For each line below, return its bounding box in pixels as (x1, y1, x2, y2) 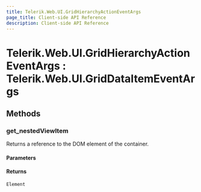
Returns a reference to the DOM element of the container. (6, 140, 149, 148)
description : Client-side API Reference (6, 20, 110, 26)
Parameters (6, 154, 36, 161)
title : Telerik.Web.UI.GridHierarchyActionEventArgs (6, 8, 141, 15)
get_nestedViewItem (6, 126, 69, 135)
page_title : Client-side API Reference (6, 14, 107, 21)
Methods (6, 108, 41, 118)
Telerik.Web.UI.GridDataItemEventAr (6, 72, 196, 85)
